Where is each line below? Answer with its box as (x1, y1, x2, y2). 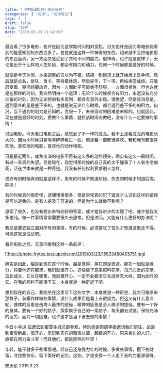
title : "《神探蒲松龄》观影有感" (5, 7, 65, 12)
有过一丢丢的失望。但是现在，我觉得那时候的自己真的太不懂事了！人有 (5, 160, 146, 165)
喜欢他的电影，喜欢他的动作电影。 (17, 143, 86, 148)
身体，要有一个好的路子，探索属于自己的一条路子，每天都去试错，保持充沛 (9, 308, 158, 313)
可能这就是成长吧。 (5, 231, 44, 237)
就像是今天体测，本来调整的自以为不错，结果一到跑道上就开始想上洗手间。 (5, 72, 154, 78)
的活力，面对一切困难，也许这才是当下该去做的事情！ (5, 314, 112, 319)
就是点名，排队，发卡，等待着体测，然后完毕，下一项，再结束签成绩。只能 (9, 78, 158, 84)
